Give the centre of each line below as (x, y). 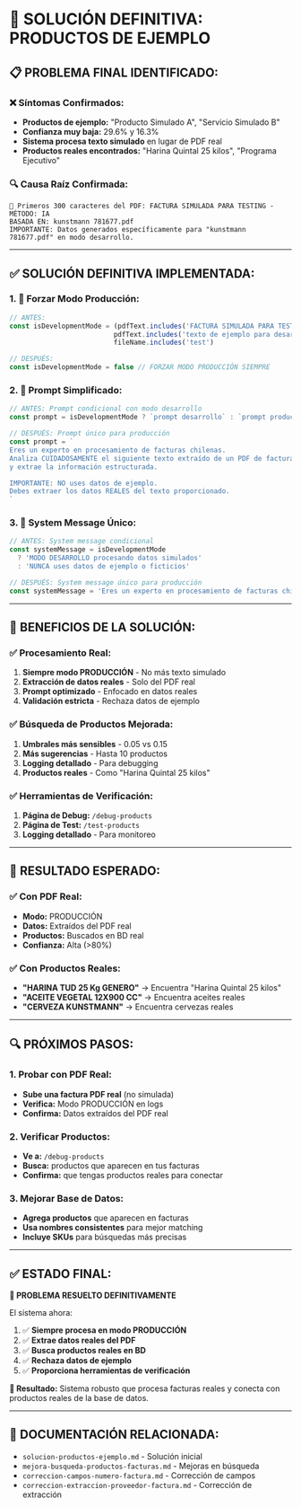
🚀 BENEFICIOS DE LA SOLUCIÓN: (102, 627)
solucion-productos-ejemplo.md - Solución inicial (112, 1456)
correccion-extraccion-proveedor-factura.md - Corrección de (137, 1485)
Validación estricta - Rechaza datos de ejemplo (111, 701)
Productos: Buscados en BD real (83, 935)
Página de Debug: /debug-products (87, 815)
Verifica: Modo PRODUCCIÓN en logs (93, 1104)
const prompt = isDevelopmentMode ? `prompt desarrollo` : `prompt (138, 418)
